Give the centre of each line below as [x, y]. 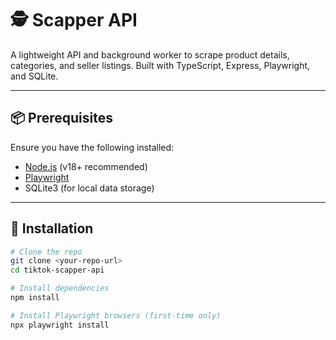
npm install [35, 298]
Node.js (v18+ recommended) [86, 166]
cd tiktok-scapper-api [57, 270]
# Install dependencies [60, 288]
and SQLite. [34, 76]
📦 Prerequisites [62, 118]
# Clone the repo [46, 252]
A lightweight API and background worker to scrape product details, [150, 54]
